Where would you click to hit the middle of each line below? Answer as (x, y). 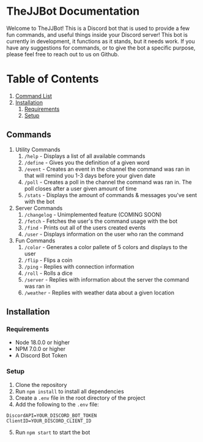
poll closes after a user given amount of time (80, 189)
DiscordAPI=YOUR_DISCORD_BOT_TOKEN (52, 415)
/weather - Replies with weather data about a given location (99, 293)
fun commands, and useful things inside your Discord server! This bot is (97, 34)
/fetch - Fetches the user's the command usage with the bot (101, 221)
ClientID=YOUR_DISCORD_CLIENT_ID (49, 421)
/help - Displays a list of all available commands (85, 156)
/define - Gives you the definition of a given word (87, 162)
